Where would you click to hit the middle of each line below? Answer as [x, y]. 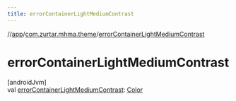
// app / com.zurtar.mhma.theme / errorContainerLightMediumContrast [106, 34]
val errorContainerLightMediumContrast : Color [75, 90]
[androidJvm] [27, 82]
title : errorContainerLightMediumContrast [71, 14]
